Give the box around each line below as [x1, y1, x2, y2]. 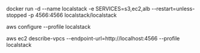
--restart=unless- [151, 5, 195, 12]
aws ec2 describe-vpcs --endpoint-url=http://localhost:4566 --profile [6, 35, 180, 42]
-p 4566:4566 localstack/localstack [28, 11, 117, 19]
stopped [6, 11, 27, 19]
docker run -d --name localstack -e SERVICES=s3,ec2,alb [6, 5, 151, 12]
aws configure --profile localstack [6, 23, 91, 30]
